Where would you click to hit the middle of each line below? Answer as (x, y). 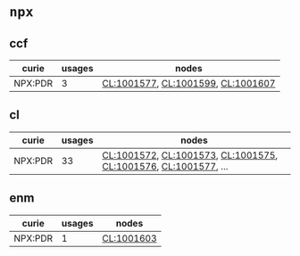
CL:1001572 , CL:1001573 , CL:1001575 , (190, 155)
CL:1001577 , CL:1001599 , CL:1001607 (189, 83)
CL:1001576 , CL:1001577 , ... (165, 166)
